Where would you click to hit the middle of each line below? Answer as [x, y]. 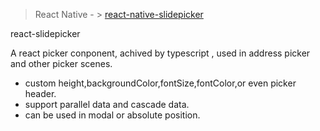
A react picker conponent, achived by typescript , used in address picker [160, 53]
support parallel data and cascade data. [107, 104]
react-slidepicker [45, 33]
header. [40, 93]
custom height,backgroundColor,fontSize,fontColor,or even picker [160, 83]
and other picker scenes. [61, 63]
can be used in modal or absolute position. [112, 115]
